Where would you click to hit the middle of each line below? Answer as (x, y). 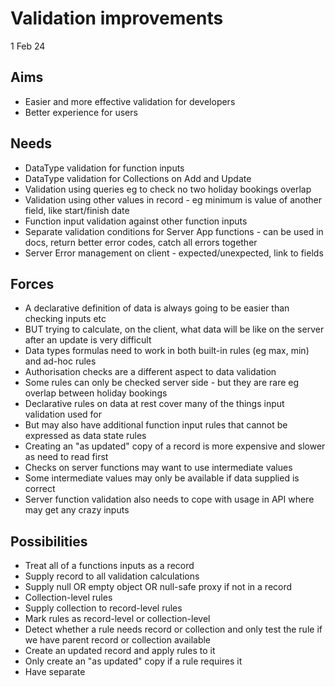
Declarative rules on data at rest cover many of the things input (154, 404)
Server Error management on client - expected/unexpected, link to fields (174, 253)
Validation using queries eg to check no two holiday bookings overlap (168, 189)
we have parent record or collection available (118, 640)
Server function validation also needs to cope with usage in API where (169, 499)
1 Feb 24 (28, 46)
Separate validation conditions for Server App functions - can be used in (174, 231)
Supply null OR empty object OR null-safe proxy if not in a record (158, 587)
